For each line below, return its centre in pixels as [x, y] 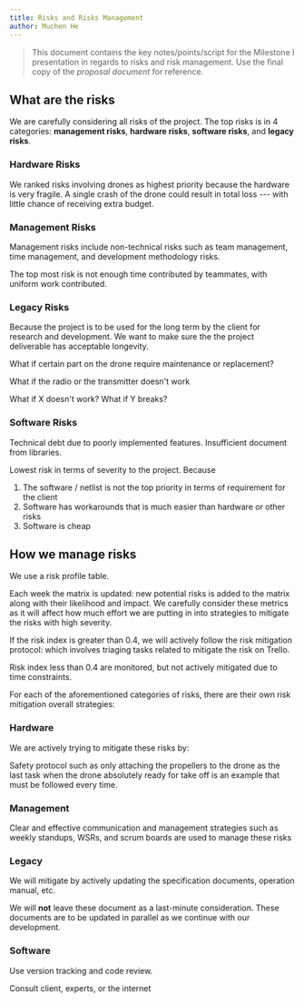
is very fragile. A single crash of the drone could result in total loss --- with [149, 194]
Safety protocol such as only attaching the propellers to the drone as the [145, 765]
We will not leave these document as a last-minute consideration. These [144, 908]
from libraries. [35, 452]
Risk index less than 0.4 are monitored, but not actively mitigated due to [144, 667]
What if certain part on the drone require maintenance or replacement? [142, 364]
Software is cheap [56, 526]
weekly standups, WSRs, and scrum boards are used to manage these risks [151, 837]
